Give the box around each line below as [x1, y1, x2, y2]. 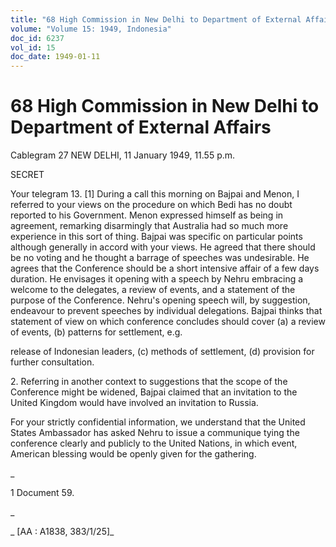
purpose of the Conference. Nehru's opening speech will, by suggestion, [10, 294, 311, 306]
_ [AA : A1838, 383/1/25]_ [10, 526, 115, 538]
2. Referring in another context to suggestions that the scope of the [10, 376, 288, 388]
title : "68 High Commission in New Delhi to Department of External [10, 14, 302, 25]
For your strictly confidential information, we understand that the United [10, 416, 306, 428]
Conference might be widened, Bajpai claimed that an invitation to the [10, 386, 298, 398]
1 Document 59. [10, 487, 75, 499]
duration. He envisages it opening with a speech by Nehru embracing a [10, 273, 304, 285]
